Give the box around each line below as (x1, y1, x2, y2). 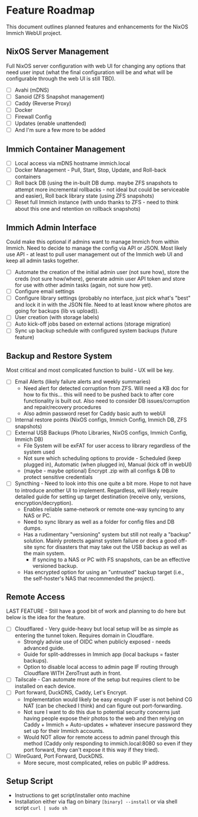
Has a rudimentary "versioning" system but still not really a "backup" (23, 530, 191, 538)
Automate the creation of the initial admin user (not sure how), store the (14, 269, 189, 276)
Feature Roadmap (6, 4, 95, 17)
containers (14, 173, 41, 181)
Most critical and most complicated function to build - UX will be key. (6, 366, 174, 374)
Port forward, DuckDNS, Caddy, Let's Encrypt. (14, 689, 128, 696)
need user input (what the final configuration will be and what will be (6, 69, 173, 76)
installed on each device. (14, 683, 76, 690)
